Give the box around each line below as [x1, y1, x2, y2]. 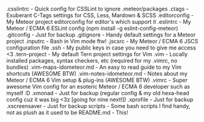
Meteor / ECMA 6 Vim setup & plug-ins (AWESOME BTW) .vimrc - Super [6, 76, 188, 84]
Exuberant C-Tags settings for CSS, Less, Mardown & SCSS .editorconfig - [6, 12, 194, 19]
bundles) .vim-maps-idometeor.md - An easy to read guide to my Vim [6, 63, 182, 71]
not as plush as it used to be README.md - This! [6, 109, 128, 116]
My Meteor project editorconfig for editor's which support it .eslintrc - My [6, 18, 191, 25]
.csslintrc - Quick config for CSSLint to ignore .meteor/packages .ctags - [6, 5, 189, 12]
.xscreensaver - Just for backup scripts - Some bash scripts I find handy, [6, 102, 191, 109]
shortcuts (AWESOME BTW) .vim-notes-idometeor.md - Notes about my [6, 70, 188, 77]
